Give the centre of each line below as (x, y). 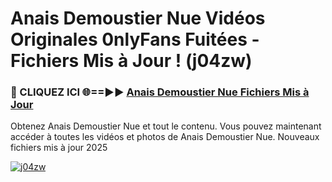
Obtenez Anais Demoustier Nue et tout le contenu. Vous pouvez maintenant (166, 126)
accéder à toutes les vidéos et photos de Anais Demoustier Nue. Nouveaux (165, 137)
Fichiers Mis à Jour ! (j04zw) (131, 61)
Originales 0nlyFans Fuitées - (135, 39)
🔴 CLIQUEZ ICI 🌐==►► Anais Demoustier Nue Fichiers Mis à (160, 92)
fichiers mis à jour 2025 (59, 148)
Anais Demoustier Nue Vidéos (138, 18)
